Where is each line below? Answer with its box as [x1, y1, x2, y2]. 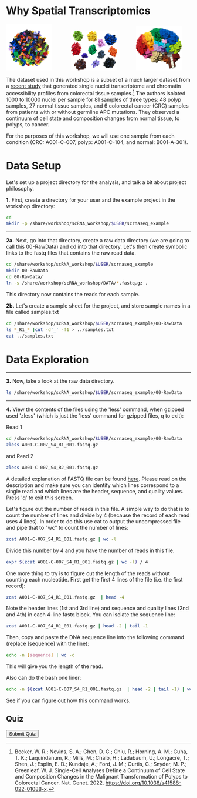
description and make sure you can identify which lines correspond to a [6, 481, 179, 489]
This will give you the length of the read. [6, 663, 103, 670]
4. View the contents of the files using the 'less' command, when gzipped [6, 406, 184, 413]
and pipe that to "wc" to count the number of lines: [6, 524, 129, 531]
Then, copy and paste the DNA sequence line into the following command [6, 634, 185, 641]
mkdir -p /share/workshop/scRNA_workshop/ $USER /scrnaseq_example [6, 221, 169, 227]
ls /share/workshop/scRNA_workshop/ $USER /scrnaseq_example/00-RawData [6, 390, 182, 396]
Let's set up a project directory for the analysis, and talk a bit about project [6, 178, 186, 186]
